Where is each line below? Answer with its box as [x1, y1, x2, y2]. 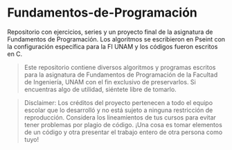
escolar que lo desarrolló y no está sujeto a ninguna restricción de [24, 106, 213, 114]
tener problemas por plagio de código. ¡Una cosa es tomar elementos [24, 120, 223, 129]
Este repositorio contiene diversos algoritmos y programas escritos [24, 63, 216, 71]
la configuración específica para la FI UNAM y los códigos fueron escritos [7, 42, 218, 50]
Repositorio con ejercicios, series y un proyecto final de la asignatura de [7, 28, 213, 36]
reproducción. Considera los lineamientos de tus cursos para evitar [24, 113, 217, 122]
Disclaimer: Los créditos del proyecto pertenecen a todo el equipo [24, 98, 213, 106]
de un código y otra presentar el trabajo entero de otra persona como [24, 128, 223, 136]
